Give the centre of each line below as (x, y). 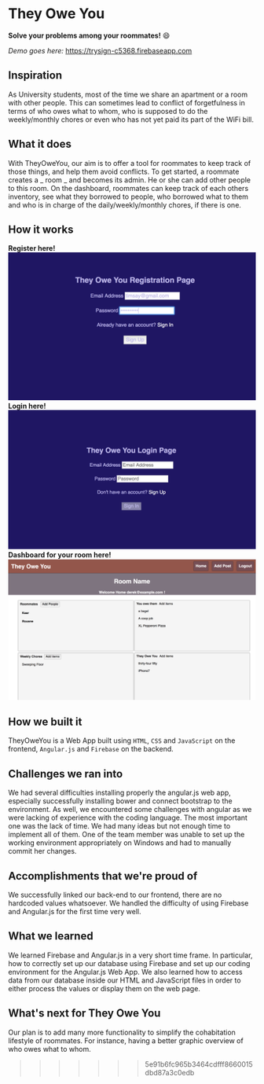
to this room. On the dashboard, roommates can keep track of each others (128, 188)
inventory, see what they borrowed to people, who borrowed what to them (128, 197)
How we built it (45, 721)
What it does (40, 144)
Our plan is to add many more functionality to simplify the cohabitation (122, 1032)
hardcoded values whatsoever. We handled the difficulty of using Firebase (128, 903)
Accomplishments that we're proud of (103, 876)
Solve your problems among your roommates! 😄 (89, 35)
